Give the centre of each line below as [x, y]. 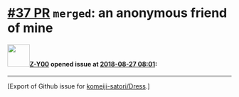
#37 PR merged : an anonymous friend [117, 13]
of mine [30, 28]
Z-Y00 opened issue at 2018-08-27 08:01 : [94, 64]
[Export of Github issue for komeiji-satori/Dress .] [79, 86]
